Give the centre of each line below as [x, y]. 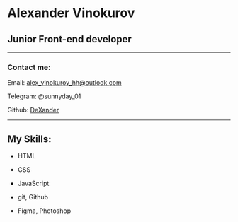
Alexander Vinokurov [71, 13]
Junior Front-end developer [70, 39]
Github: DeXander [33, 110]
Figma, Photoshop [44, 211]
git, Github [33, 197]
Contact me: [29, 67]
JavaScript [33, 183]
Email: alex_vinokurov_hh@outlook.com [64, 83]
